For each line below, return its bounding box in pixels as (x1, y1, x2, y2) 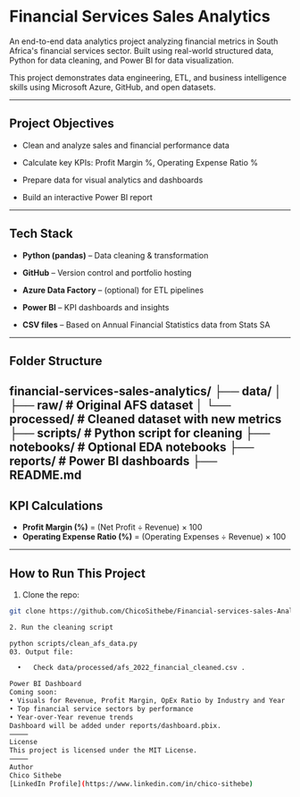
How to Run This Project (9, 565, 146, 581)
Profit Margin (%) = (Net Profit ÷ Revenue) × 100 (21, 521, 203, 533)
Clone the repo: (21, 589, 80, 600)
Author (9, 763, 34, 772)
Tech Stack (9, 226, 73, 242)
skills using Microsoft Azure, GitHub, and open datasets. (9, 81, 216, 92)
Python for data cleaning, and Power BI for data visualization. (9, 55, 234, 65)
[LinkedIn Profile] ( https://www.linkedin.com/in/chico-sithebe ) (9, 779, 254, 788)
